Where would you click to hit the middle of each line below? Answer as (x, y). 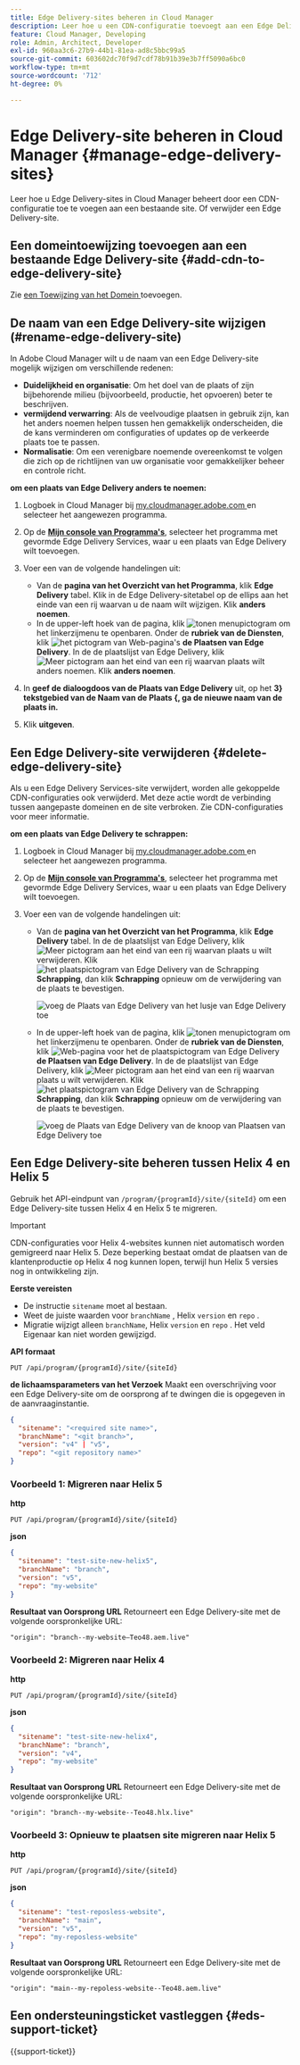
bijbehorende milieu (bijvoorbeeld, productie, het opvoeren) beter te (148, 395)
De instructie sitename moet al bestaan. (95, 1305)
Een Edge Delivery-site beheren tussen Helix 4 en (150, 1163)
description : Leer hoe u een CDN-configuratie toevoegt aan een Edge (142, 26)
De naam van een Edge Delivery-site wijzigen (138, 323)
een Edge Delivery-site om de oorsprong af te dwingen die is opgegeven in (148, 1394)
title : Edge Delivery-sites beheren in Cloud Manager (112, 17)
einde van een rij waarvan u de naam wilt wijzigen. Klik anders (151, 604)
